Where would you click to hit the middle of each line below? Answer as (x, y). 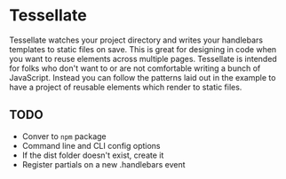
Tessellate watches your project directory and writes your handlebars (136, 40)
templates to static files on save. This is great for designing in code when (143, 49)
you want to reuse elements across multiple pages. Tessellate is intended (143, 58)
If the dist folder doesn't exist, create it (93, 155)
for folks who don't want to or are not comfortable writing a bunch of (135, 68)
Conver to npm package (64, 136)
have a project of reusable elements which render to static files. (126, 87)
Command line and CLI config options (91, 145)
